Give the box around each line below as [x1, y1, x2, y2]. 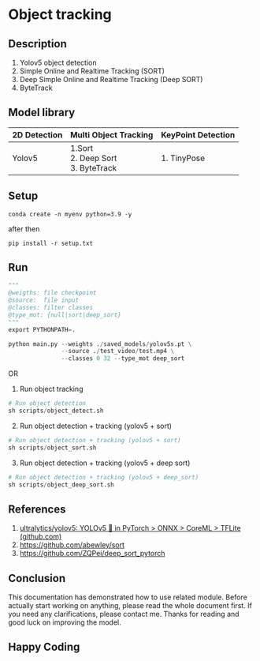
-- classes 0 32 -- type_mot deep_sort [61, 355, 185, 362]
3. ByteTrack [69, 162, 117, 173]
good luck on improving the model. [8, 618, 121, 627]
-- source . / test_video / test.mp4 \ [61, 347, 175, 355]
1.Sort [69, 142, 93, 153]
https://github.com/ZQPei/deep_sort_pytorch [19, 549, 165, 558]
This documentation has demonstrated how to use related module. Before [8, 592, 248, 602]
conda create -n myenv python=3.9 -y [8, 210, 132, 218]
